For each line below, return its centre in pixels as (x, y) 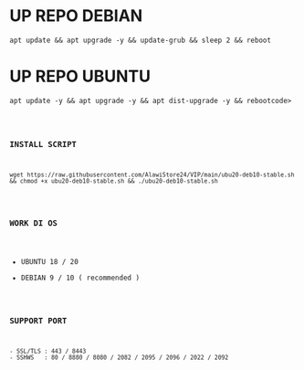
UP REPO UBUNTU (80, 76)
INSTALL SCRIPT (43, 144)
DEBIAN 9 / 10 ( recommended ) (80, 278)
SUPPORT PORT (38, 320)
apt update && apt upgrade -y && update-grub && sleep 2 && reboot (141, 40)
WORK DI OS (33, 223)
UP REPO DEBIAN (76, 16)
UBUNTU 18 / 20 (50, 262)
